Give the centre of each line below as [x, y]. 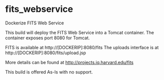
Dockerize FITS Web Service [35, 23]
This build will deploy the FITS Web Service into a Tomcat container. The [80, 32]
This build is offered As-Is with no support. [49, 72]
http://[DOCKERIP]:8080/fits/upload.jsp [46, 53]
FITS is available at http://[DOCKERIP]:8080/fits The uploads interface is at [82, 47]
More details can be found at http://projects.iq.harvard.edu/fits [69, 62]
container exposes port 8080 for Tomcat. [48, 38]
